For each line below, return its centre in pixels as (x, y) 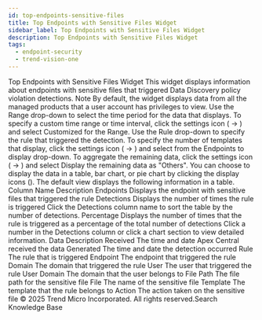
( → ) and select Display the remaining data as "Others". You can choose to (129, 165)
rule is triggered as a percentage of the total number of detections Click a (127, 223)
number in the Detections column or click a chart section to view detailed (126, 232)
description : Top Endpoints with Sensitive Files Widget (103, 37)
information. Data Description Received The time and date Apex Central (124, 240)
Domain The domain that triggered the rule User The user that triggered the (130, 265)
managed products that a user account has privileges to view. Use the (121, 106)
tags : (17, 45)
